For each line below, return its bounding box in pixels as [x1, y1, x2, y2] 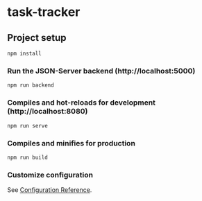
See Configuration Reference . [7, 186, 92, 194]
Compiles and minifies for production [7, 138, 135, 148]
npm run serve [7, 122, 49, 129]
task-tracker [7, 4, 81, 20]
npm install [7, 50, 42, 57]
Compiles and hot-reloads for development [7, 98, 156, 107]
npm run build [7, 154, 49, 161]
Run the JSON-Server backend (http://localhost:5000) [7, 66, 196, 76]
